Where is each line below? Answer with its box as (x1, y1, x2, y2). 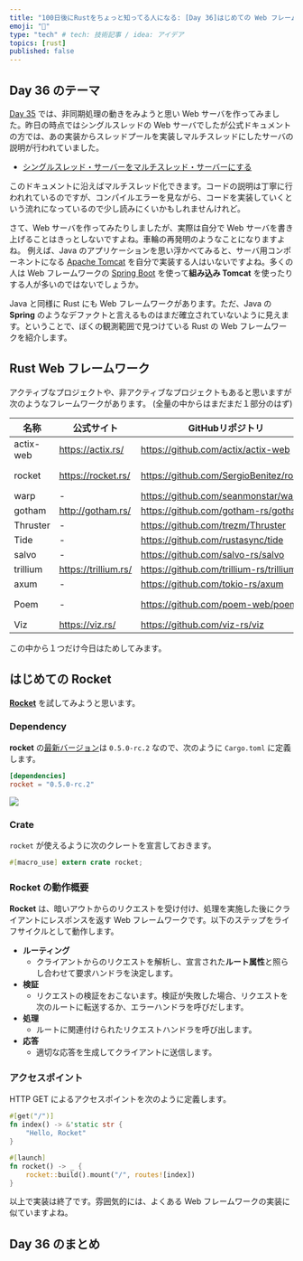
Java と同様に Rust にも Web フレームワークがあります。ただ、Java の (9, 297, 272, 308)
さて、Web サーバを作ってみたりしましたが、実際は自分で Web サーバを (9, 222, 278, 233)
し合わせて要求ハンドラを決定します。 (35, 968, 179, 979)
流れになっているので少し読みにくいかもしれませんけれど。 (24, 202, 245, 213)
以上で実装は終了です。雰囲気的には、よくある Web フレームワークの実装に (9, 1196, 290, 1207)
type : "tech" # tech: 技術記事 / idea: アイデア (9, 30, 185, 39)
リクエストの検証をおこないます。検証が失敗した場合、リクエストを (35, 991, 289, 1002)
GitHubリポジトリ (188, 421, 264, 434)
